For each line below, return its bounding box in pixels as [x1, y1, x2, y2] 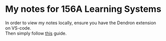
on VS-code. [5, 25, 31, 31]
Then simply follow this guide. [5, 30, 67, 36]
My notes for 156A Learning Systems [5, 3, 162, 15]
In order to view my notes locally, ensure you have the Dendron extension [5, 20, 156, 26]
